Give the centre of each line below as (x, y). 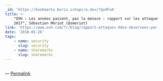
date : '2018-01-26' (25, 32)
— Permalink (18, 74)
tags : (10, 37)
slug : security (33, 46)
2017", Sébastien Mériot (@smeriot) (51, 23)
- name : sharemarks (33, 50)
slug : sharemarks (35, 55)
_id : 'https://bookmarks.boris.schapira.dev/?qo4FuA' (61, 9)
